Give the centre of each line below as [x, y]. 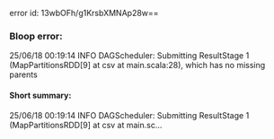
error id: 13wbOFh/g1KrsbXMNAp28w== [84, 13]
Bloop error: [36, 36]
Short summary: [40, 95]
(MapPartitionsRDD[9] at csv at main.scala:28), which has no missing [137, 65]
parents [23, 74]
